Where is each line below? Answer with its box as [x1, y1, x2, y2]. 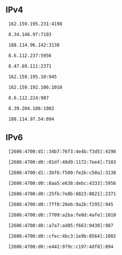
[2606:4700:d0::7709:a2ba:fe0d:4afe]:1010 [8, 211, 117, 218]
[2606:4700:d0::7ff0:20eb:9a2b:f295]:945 [8, 201, 114, 207]
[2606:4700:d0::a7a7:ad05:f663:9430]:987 [8, 222, 114, 228]
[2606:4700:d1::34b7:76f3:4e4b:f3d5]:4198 [8, 148, 117, 155]
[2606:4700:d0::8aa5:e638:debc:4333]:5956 [8, 180, 117, 186]
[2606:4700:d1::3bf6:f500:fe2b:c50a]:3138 [8, 169, 117, 176]
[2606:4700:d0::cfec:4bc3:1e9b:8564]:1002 [8, 233, 117, 239]
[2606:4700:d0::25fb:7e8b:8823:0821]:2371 [8, 190, 117, 197]
